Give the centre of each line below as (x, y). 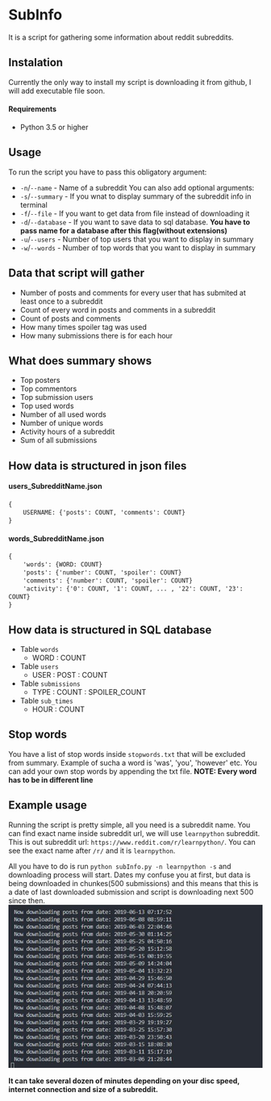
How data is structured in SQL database (110, 630)
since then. (27, 900)
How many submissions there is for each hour (96, 335)
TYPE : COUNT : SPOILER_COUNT (89, 692)
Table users (39, 666)
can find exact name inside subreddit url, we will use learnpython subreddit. (134, 833)
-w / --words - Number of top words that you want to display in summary (138, 247)
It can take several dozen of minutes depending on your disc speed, (124, 1081)
